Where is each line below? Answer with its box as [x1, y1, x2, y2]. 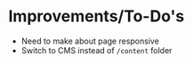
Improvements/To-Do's [8, 6, 185, 27]
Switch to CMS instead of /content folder [20, 44, 173, 55]
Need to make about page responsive [20, 36, 159, 46]
